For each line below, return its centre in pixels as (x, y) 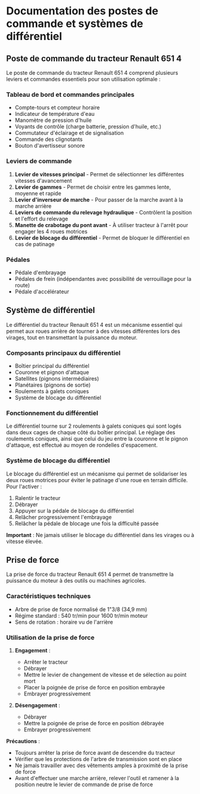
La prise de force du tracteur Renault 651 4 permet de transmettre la (90, 574)
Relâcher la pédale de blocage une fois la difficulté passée (87, 523)
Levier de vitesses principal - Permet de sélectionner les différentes (99, 174)
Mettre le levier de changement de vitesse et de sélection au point (105, 675)
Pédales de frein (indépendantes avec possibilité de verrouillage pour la (103, 278)
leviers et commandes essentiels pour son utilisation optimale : (84, 79)
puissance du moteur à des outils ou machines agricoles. (76, 581)
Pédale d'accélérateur (42, 292)
